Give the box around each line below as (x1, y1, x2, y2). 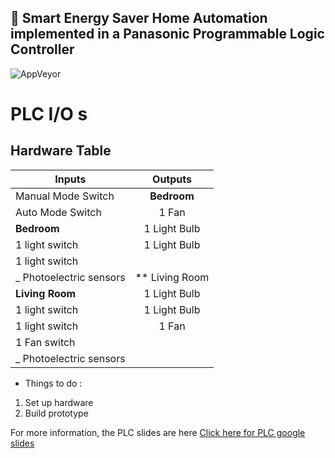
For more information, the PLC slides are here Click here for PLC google (10, 426, 306, 438)
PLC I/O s (10, 103, 88, 125)
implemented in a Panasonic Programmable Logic (10, 26, 325, 43)
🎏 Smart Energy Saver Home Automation (10, 10, 268, 27)
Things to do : (24, 377, 83, 389)
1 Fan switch (15, 335, 76, 349)
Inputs (54, 172, 87, 186)
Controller (10, 41, 75, 58)
